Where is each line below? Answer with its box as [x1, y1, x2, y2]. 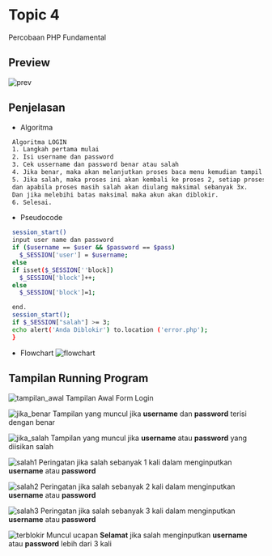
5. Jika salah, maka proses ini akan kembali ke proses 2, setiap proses [11, 176, 266, 184]
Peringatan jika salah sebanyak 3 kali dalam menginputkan [40, 506, 236, 516]
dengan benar [8, 417, 55, 427]
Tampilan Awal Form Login [66, 393, 154, 402]
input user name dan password [11, 236, 114, 244]
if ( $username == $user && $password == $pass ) [11, 244, 176, 252]
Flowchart [19, 348, 54, 358]
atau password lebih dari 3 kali [8, 538, 112, 548]
